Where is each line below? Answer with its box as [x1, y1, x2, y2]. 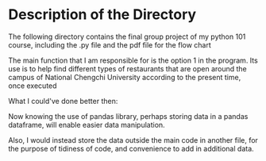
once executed [8, 81, 57, 90]
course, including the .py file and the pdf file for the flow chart [8, 40, 212, 49]
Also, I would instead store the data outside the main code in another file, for [8, 135, 258, 144]
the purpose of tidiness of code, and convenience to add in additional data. [8, 144, 254, 153]
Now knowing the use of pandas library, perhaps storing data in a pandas [8, 111, 249, 121]
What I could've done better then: [8, 96, 118, 105]
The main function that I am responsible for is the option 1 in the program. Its [8, 56, 258, 65]
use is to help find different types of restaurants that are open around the [8, 63, 248, 73]
